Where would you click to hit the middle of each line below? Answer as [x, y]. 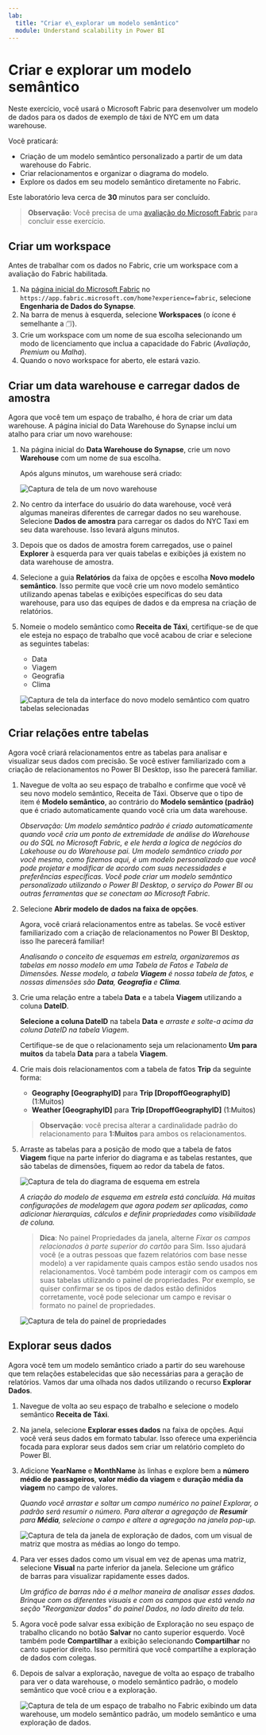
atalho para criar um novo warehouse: [70, 434]
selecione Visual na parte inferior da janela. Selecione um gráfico [127, 1567]
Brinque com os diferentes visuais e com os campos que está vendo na [137, 1600]
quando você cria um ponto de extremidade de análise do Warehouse [135, 834]
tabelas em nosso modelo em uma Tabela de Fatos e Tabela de [124, 965]
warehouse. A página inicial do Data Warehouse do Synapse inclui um [122, 425]
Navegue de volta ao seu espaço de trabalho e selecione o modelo [129, 1405]
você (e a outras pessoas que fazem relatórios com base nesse [143, 1254]
